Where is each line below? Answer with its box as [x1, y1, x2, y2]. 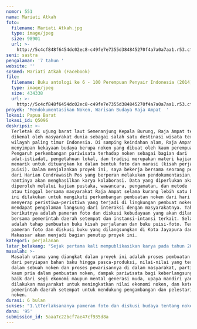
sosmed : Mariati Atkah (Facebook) [6, 69, 91, 74]
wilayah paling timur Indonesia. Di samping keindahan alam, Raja [11, 139, 177, 145]
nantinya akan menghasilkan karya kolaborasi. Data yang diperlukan [11, 178, 182, 184]
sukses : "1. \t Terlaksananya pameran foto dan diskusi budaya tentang [6, 303, 180, 309]
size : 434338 [11, 90, 43, 96]
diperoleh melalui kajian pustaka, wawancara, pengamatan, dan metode [11, 183, 188, 189]
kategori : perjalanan [6, 238, 59, 243]
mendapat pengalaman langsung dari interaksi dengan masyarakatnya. [11, 205, 182, 211]
